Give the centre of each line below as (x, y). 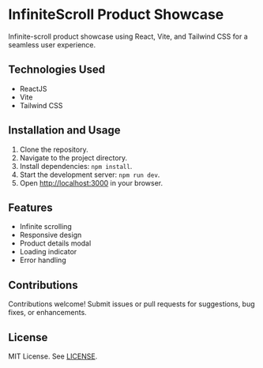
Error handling (43, 260)
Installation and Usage (64, 131)
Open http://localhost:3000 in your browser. (91, 182)
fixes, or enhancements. (47, 313)
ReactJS (33, 88)
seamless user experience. (52, 44)
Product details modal (55, 243)
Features (30, 207)
